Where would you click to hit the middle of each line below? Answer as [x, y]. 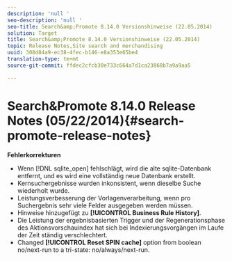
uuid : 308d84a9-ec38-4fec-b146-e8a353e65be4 [73, 53]
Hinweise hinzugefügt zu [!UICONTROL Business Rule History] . [109, 212]
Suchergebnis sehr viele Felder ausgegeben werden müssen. [105, 205]
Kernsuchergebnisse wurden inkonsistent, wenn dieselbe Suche [109, 183]
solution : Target [32, 33]
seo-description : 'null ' [44, 20]
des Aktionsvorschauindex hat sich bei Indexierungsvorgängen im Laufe [121, 228]
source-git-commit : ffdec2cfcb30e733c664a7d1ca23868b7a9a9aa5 [99, 65]
